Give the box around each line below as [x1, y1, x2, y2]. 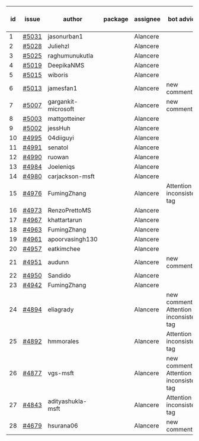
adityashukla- [47, 397, 87, 405]
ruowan [47, 153, 69, 161]
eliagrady [47, 305, 74, 313]
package [103, 15, 129, 23]
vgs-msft [47, 369, 74, 377]
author [63, 15, 83, 23]
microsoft [47, 105, 75, 113]
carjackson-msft [47, 172, 95, 180]
